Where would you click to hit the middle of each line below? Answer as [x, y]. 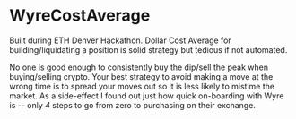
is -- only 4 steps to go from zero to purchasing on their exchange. [132, 105]
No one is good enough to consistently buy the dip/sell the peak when [139, 67]
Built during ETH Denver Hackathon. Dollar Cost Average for [120, 40]
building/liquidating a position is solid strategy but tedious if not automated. [148, 49]
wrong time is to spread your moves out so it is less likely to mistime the [142, 86]
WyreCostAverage [80, 16]
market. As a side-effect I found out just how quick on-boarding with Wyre [147, 96]
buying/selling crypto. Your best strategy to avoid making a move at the [141, 76]
